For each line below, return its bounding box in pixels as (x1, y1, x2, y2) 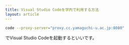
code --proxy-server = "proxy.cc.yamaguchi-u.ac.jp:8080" (5, 25, 124, 30)
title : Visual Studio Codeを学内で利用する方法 (5, 7, 99, 12)
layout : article (5, 12, 39, 17)
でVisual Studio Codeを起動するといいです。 (5, 35, 97, 41)
